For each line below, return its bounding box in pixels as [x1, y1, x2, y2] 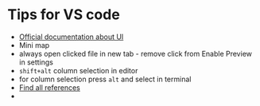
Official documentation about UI [18, 32, 124, 41]
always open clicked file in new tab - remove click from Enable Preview [18, 49, 252, 58]
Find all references [18, 82, 80, 92]
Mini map [18, 40, 50, 49]
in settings [18, 57, 53, 67]
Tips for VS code [7, 6, 120, 24]
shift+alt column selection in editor [18, 65, 138, 75]
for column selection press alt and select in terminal [18, 74, 192, 84]
